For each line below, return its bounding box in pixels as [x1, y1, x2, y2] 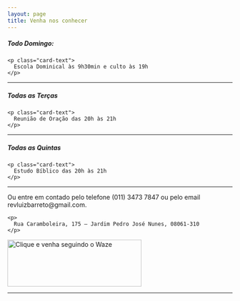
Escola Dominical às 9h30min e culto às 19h [14, 63, 149, 71]
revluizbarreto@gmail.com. [7, 200, 87, 209]
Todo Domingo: [7, 39, 54, 48]
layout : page [7, 10, 46, 18]
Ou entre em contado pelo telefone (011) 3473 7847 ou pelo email [7, 193, 201, 202]
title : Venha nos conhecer [7, 17, 88, 24]
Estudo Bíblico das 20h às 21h [14, 168, 107, 175]
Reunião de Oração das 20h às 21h [14, 116, 116, 123]
